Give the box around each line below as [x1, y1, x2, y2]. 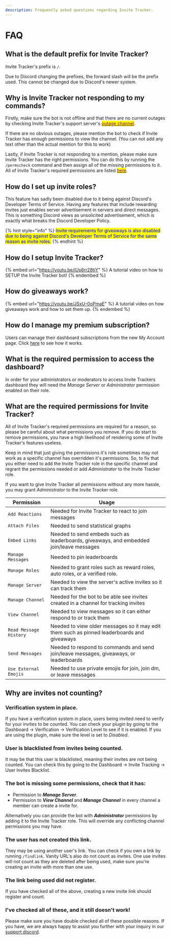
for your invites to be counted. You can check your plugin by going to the [5, 721, 159, 727]
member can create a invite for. [12, 802, 79, 809]
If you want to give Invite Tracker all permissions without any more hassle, [5, 481, 160, 487]
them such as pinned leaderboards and [50, 629, 144, 636]
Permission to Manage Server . [12, 791, 78, 798]
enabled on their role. [5, 387, 50, 393]
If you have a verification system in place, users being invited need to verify [5, 715, 164, 722]
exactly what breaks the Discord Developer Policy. [5, 218, 111, 224]
